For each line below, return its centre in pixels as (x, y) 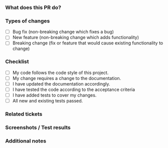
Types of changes (28, 20)
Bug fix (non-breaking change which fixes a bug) (63, 32)
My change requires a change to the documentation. (67, 78)
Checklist (17, 61)
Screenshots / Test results (38, 127)
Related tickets (24, 114)
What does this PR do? (33, 7)
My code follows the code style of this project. (60, 72)
